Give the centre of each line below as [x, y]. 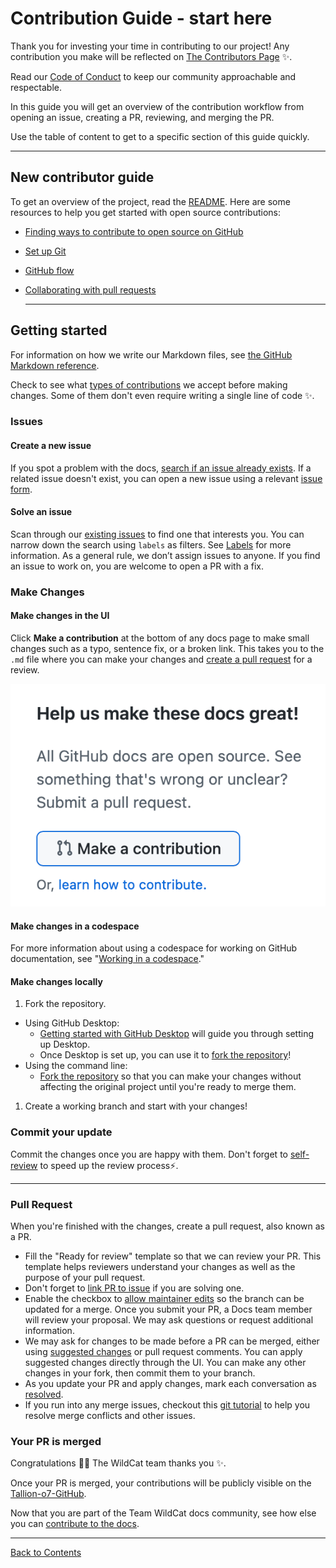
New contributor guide [82, 177]
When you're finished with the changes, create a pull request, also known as [167, 1226]
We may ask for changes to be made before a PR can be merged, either [172, 1341]
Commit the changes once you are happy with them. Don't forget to [149, 1154]
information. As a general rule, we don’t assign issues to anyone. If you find [165, 555]
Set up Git [45, 251]
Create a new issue [51, 446]
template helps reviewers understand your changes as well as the [160, 1266]
